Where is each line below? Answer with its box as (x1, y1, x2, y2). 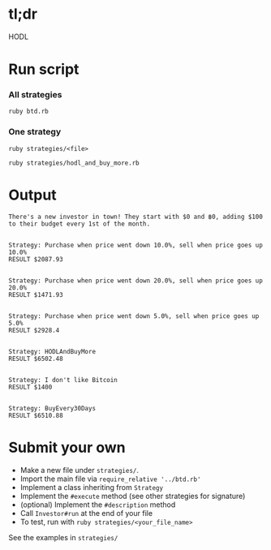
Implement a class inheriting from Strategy (19, 482, 164, 492)
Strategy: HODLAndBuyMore (8, 347, 96, 355)
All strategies (8, 89, 62, 101)
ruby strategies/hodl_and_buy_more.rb (8, 159, 140, 167)
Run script (8, 60, 80, 79)
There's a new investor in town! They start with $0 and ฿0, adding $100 (8, 213, 264, 221)
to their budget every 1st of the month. (8, 220, 151, 228)
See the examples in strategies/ (8, 532, 118, 542)
